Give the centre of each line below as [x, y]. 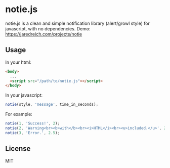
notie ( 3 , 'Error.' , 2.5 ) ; [32, 133]
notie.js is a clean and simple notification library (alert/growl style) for [78, 23]
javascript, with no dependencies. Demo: [48, 28]
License [18, 149]
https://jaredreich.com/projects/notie [44, 34]
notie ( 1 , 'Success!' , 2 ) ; [32, 123]
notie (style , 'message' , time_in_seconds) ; [52, 105]
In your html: [18, 62]
